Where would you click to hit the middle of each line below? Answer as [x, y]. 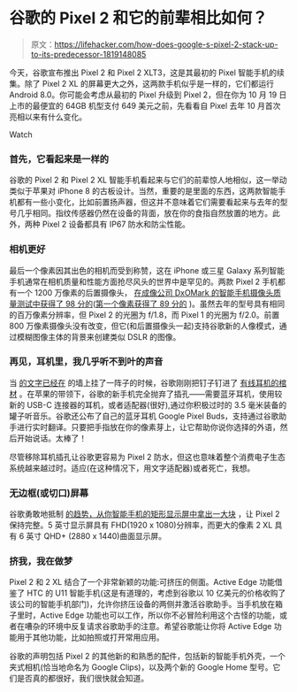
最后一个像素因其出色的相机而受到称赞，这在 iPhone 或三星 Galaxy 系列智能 [147, 270]
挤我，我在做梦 [41, 561]
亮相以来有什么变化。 [48, 117]
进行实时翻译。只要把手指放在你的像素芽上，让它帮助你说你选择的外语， [148, 427]
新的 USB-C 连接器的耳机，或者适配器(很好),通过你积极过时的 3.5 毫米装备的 [148, 404]
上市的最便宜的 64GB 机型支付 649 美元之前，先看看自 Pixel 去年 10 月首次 [145, 105]
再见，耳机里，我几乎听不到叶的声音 [86, 362]
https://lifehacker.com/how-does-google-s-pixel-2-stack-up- [166, 44]
